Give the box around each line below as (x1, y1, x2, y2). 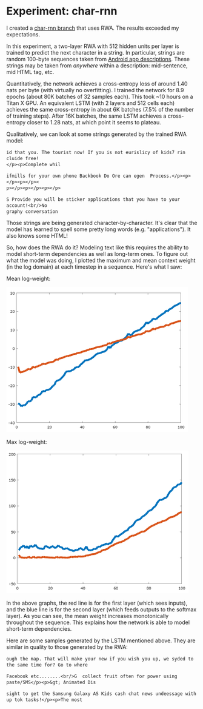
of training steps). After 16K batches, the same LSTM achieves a (6, 112, 167, 119)
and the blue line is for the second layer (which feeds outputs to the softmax (6, 605, 197, 613)
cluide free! (6, 155, 39, 161)
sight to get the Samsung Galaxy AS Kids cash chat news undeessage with (6, 690, 197, 697)
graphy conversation (6, 208, 59, 215)
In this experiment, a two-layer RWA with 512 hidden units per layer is (6, 42, 179, 50)
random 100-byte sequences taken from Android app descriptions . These (6, 55, 190, 62)
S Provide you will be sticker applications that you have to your (6, 196, 181, 203)
